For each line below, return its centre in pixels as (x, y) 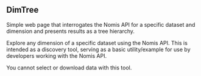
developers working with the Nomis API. (57, 56)
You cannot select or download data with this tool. (69, 67)
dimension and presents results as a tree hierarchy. (71, 31)
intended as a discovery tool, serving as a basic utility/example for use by (98, 49)
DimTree (23, 10)
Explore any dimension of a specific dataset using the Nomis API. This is (97, 43)
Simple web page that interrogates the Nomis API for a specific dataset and (101, 24)
